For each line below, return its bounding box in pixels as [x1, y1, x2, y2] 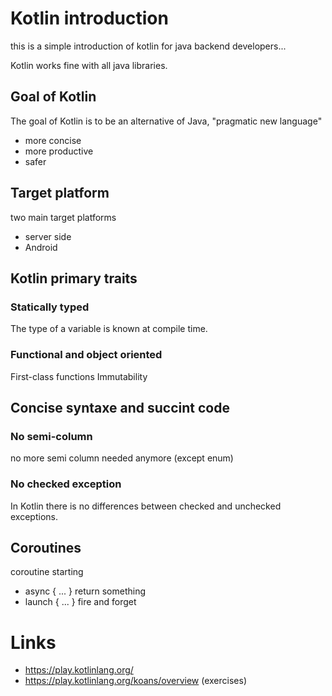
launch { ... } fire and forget [24, 596, 137, 608]
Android [24, 241, 58, 253]
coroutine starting [10, 566, 84, 578]
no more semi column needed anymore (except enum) [10, 452, 234, 464]
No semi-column [10, 429, 93, 443]
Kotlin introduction [10, 7, 169, 30]
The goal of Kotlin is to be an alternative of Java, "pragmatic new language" [10, 115, 323, 127]
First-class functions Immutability [10, 370, 148, 382]
